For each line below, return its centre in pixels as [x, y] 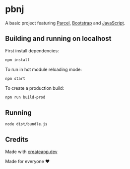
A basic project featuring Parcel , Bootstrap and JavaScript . [65, 23]
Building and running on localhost [58, 39]
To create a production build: [35, 88]
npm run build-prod [25, 97]
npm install [17, 60]
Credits [17, 140]
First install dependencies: [32, 50]
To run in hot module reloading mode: [43, 69]
